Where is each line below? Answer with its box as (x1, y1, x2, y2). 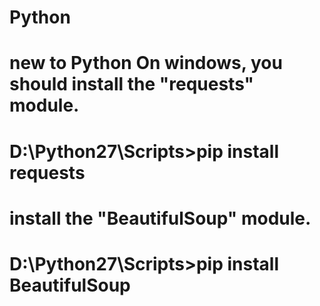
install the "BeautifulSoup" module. (9, 207, 312, 230)
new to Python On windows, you (9, 52, 283, 75)
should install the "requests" (9, 73, 255, 96)
